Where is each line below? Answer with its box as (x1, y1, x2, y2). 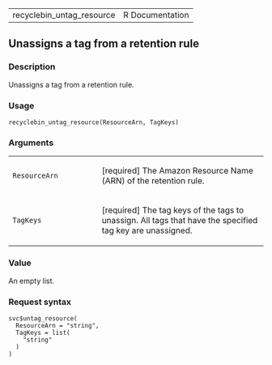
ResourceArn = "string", (15, 321, 100, 329)
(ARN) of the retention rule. (101, 175, 205, 187)
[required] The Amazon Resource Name (101, 165, 253, 177)
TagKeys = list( (15, 328, 70, 337)
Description (8, 61, 56, 72)
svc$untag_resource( (8, 314, 79, 323)
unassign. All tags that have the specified (101, 215, 258, 226)
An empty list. (8, 276, 55, 286)
